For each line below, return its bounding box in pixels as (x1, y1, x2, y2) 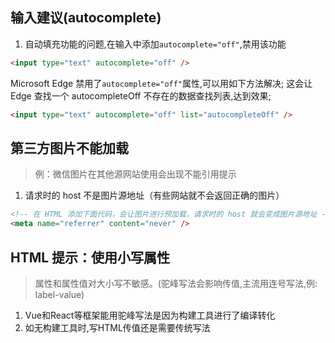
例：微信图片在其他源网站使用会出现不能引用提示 (34, 168, 237, 180)
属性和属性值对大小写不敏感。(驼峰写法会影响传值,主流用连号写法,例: (34, 277, 318, 289)
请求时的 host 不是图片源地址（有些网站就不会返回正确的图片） (24, 189, 285, 202)
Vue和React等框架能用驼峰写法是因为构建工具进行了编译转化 (24, 309, 276, 321)
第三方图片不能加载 (10, 139, 129, 157)
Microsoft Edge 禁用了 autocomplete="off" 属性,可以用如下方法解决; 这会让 (10, 77, 313, 89)
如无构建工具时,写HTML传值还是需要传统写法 (24, 321, 211, 333)
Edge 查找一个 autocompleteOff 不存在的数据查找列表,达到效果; (10, 89, 272, 102)
